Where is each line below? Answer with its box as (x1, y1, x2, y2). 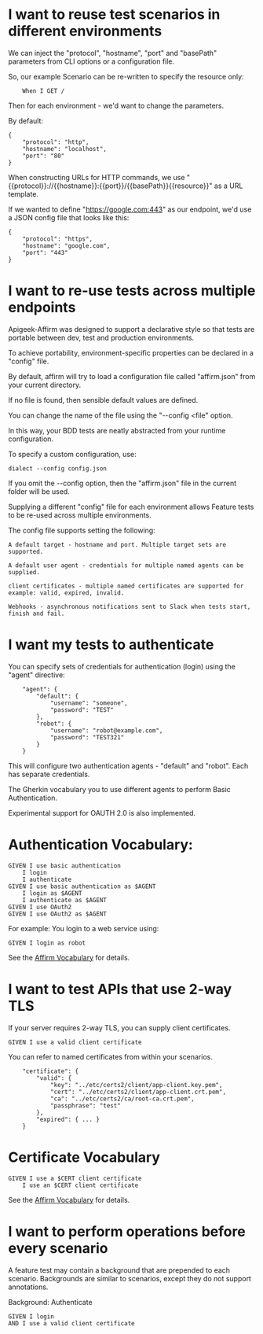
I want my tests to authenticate (8, 636, 214, 654)
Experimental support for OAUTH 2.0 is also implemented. (8, 808, 196, 817)
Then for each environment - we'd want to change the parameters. (8, 101, 225, 110)
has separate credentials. (8, 769, 90, 779)
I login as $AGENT (22, 889, 82, 897)
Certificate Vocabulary (8, 1148, 161, 1166)
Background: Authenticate (8, 1297, 93, 1306)
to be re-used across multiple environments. (8, 510, 152, 520)
